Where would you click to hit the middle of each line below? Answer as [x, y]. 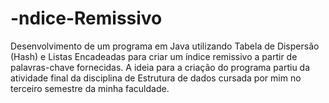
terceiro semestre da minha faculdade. [90, 88]
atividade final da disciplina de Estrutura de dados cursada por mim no [156, 78]
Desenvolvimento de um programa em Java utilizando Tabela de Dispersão [165, 46]
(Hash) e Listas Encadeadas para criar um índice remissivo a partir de [154, 56]
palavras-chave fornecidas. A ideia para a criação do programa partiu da [160, 67]
